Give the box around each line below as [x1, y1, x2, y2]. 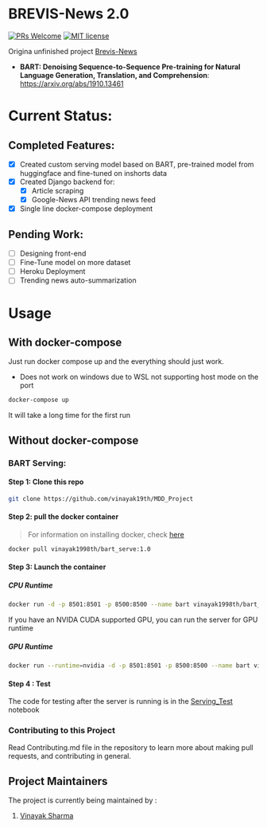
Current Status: [8, 107, 113, 125]
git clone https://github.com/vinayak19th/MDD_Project [8, 494, 194, 502]
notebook [8, 705, 40, 715]
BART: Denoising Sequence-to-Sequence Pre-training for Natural [19, 61, 241, 72]
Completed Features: [8, 139, 115, 152]
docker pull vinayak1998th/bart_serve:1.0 [8, 545, 151, 553]
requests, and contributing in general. [8, 752, 132, 761]
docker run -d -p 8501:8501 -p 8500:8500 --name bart [8, 600, 191, 609]
